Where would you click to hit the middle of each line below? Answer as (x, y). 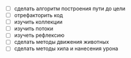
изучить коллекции (38, 22)
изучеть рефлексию (39, 36)
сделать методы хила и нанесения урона (66, 49)
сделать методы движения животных (62, 42)
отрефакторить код (38, 15)
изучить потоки (34, 28)
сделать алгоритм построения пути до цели (70, 9)
